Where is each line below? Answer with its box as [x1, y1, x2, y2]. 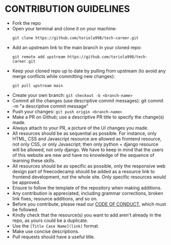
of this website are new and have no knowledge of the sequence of [12, 152, 155, 158]
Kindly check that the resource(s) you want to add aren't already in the [12, 212, 162, 218]
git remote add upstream [12, 54, 66, 59]
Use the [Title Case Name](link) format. [12, 222, 99, 229]
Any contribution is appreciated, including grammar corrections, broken [12, 190, 163, 196]
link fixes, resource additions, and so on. [12, 195, 98, 201]
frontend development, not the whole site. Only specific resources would [12, 174, 166, 180]
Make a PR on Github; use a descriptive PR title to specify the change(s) [12, 114, 164, 120]
